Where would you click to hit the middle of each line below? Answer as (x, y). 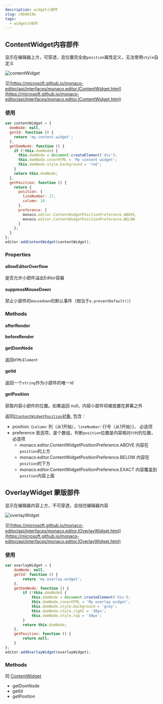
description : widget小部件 (31, 10)
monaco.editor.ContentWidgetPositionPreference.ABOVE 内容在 (84, 445)
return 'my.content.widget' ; (44, 137)
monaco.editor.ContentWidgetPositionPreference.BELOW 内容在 (84, 458)
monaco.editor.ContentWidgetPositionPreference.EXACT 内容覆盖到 (88, 470)
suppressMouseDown (28, 289)
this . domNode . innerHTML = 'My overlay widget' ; (81, 602)
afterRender (18, 325)
